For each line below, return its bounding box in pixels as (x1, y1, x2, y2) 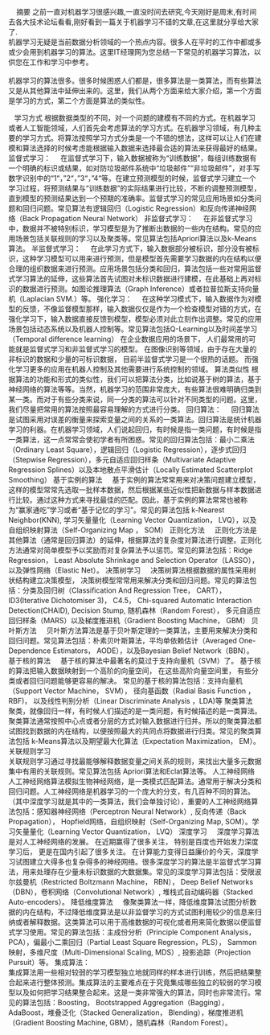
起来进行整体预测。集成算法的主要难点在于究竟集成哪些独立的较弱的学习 (14, 978, 255, 987)
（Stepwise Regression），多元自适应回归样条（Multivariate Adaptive (8, 455, 236, 464)
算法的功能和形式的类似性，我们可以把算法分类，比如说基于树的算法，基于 (14, 375, 262, 384)
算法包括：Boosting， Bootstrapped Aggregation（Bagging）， (22, 998, 229, 1007)
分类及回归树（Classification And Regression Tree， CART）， (22, 585, 227, 595)
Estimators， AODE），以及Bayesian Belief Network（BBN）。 (52, 646, 255, 655)
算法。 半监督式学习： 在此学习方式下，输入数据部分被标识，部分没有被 (8, 244, 253, 253)
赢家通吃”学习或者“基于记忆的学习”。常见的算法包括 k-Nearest (18, 505, 225, 515)
